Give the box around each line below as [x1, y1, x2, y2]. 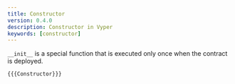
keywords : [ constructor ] [7, 30, 81, 37]
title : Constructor [7, 10, 66, 18]
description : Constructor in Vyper [7, 23, 113, 30]
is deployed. [7, 57, 43, 66]
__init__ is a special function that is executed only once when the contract [7, 49, 228, 58]
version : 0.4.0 [7, 17, 53, 24]
